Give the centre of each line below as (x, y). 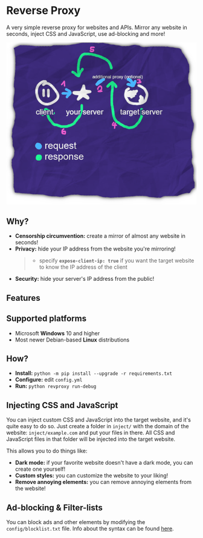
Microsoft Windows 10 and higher (57, 333)
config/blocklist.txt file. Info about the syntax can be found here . (90, 529)
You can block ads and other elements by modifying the (76, 522)
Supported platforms (46, 319)
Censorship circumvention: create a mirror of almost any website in (100, 236)
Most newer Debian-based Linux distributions (72, 340)
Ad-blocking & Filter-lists (54, 507)
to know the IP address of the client (83, 267)
